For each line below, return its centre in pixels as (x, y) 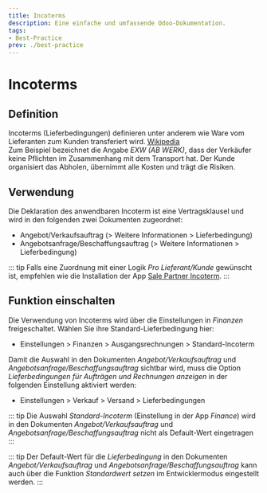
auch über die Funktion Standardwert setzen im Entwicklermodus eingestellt (134, 473)
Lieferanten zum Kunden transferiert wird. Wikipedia (94, 142)
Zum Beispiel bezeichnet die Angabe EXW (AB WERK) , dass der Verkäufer (130, 150)
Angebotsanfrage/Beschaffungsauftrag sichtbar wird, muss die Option (125, 368)
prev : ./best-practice (46, 45)
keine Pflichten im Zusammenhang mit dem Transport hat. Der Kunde (122, 158)
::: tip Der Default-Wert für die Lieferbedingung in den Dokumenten (118, 456)
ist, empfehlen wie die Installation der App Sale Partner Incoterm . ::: (119, 276)
